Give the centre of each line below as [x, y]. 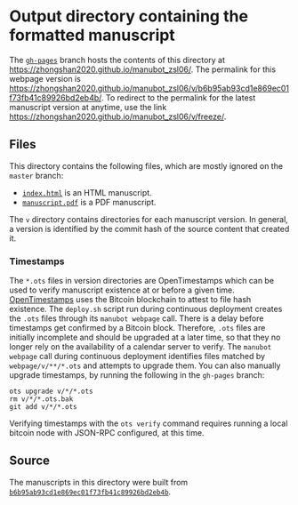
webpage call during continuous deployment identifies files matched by [137, 357]
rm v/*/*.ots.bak [41, 399]
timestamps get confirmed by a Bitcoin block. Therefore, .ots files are [137, 328]
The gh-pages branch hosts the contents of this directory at [117, 60]
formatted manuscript [92, 35]
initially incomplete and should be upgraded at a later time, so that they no [145, 337]
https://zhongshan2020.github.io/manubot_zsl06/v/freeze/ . [118, 116]
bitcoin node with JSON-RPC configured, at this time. [107, 433]
